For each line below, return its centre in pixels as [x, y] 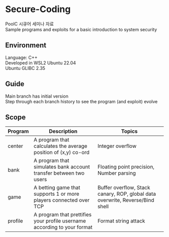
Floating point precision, [126, 167]
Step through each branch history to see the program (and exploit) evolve [81, 101]
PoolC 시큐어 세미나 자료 [30, 24]
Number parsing [117, 173]
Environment [26, 46]
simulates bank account [62, 167]
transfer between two [59, 173]
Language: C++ [21, 57]
